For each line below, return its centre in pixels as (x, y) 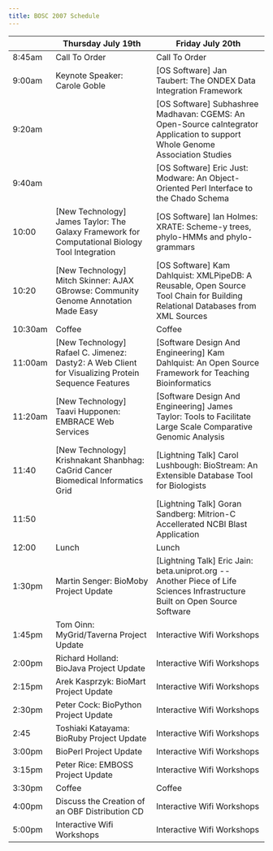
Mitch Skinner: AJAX (95, 280)
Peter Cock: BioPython (99, 705)
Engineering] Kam (190, 352)
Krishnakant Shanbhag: (100, 460)
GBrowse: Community (97, 291)
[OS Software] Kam (193, 265)
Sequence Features (93, 382)
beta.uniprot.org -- (193, 571)
